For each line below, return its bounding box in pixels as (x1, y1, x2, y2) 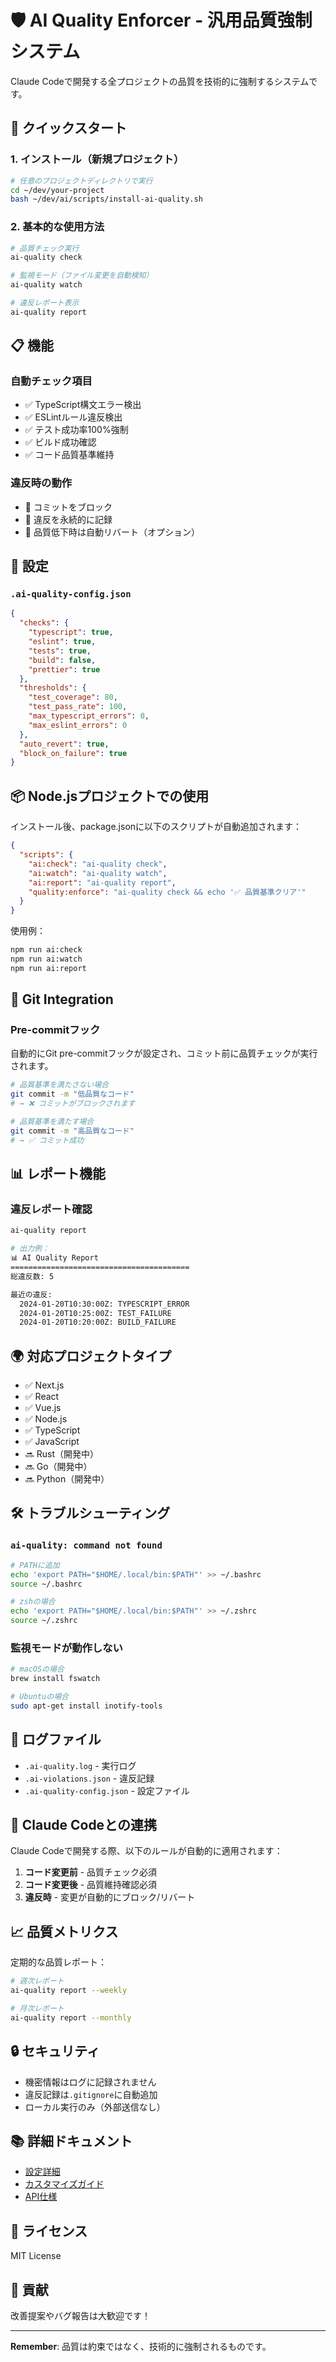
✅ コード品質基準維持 (24, 449, 115, 461)
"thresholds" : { (19, 683, 87, 693)
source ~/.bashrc (10, 1579, 83, 1589)
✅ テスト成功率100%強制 (24, 424, 129, 436)
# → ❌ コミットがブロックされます (10, 1099, 136, 1109)
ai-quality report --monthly (10, 2012, 132, 2023)
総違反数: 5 (10, 1271, 55, 1281)
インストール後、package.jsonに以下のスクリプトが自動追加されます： (10, 821, 303, 833)
